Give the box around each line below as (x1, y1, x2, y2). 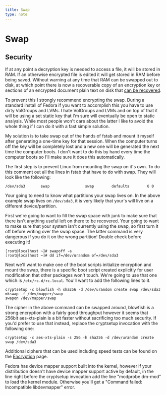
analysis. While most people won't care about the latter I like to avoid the (5, 118, 154, 124)
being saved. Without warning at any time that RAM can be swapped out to (5, 76, 159, 82)
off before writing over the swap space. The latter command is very (5, 228, 143, 234)
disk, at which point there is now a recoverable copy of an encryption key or (5, 82, 161, 88)
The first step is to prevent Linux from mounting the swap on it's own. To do (5, 163, 160, 169)
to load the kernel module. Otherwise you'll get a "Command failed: (5, 379, 143, 385)
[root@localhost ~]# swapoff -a (5, 249, 72, 254)
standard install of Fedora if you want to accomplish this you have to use (5, 102, 153, 108)
